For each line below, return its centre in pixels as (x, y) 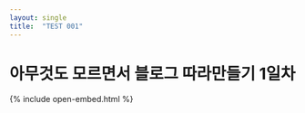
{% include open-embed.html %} (71, 99)
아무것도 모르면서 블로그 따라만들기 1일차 (152, 74)
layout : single (38, 18)
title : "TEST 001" (46, 26)
